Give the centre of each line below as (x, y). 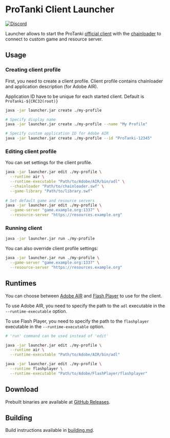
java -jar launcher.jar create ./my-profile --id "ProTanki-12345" (79, 138)
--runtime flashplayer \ (36, 369)
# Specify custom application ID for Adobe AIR (57, 134)
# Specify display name (31, 120)
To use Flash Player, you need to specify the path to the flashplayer (77, 321)
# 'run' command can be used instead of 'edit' (57, 336)
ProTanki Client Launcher (60, 9)
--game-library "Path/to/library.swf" (51, 191)
